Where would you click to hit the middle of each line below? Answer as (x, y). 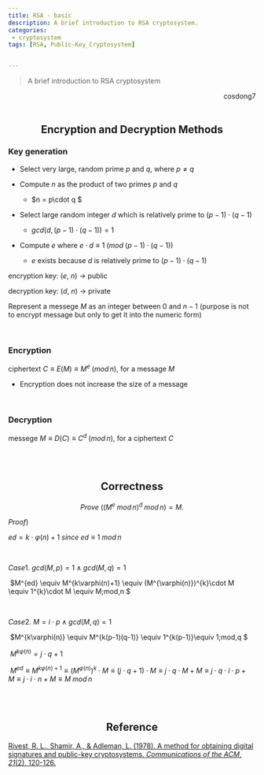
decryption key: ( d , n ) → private (60, 291)
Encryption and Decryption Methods (132, 130)
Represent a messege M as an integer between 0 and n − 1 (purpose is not (128, 306)
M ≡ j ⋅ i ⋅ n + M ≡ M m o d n (50, 679)
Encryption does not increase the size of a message (104, 384)
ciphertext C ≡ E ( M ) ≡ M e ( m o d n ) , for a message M (92, 368)
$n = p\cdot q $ (57, 199)
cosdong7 (240, 96)
